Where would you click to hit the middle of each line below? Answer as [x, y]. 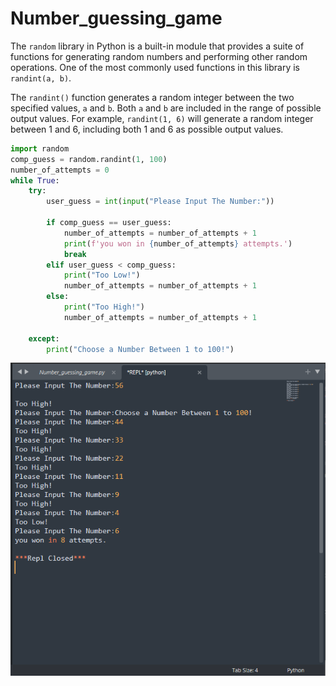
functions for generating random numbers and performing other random [159, 56]
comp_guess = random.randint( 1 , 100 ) [89, 159]
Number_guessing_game [116, 18]
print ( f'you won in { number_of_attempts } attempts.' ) [178, 243]
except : [44, 338]
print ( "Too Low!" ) [102, 275]
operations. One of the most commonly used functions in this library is [155, 67]
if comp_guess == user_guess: [109, 223]
